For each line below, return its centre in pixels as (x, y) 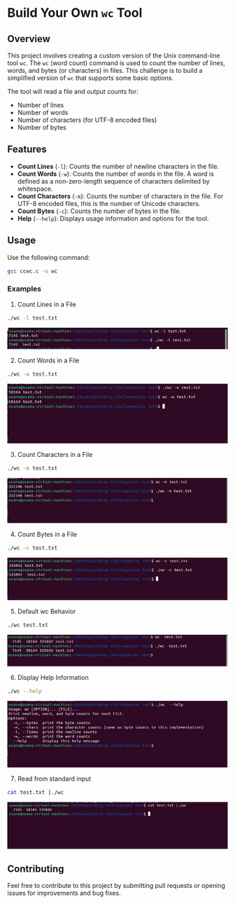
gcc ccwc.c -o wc (33, 271)
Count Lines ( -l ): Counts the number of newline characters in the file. (118, 166)
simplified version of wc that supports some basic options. (91, 78)
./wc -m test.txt (33, 468)
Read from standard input (54, 779)
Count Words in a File (48, 361)
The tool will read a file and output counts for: (73, 91)
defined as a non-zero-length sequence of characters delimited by (113, 181)
